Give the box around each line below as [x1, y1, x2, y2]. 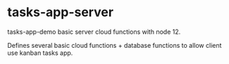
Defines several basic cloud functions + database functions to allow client [7, 41, 222, 49]
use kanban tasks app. [7, 49, 73, 57]
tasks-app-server [7, 4, 114, 20]
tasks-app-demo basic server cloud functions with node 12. [7, 27, 181, 36]
